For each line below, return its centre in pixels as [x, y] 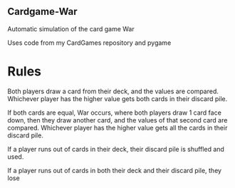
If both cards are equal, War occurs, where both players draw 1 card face [115, 113]
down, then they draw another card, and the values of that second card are [117, 120]
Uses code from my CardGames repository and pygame [89, 43]
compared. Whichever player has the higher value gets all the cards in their [117, 127]
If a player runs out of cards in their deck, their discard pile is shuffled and [116, 149]
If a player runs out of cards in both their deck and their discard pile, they [115, 170]
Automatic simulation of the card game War [71, 28]
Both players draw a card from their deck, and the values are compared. [113, 91]
